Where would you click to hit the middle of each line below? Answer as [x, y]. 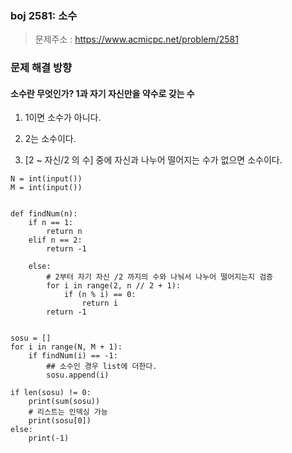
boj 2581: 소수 [44, 15]
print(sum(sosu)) [64, 402]
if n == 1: [51, 223]
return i [99, 303]
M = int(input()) [46, 188]
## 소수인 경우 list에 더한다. [102, 367]
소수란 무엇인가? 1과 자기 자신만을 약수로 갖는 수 [102, 93]
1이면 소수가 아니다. [63, 118]
